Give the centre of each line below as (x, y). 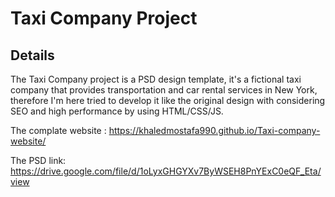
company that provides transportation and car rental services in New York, (164, 90)
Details (32, 55)
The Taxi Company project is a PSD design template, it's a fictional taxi (156, 79)
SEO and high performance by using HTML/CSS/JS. (117, 111)
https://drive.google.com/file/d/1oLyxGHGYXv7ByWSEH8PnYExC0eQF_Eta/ (166, 171)
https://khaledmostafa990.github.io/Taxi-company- (214, 130)
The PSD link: (38, 160)
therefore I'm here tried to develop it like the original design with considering (168, 100)
